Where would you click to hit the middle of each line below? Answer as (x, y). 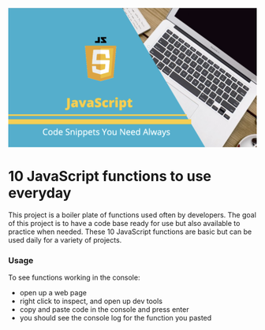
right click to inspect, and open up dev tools (91, 301)
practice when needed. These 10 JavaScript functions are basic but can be (130, 232)
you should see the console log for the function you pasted (116, 318)
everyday (40, 193)
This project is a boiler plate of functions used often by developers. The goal (132, 215)
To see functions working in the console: (74, 278)
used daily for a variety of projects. (65, 239)
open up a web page (53, 293)
